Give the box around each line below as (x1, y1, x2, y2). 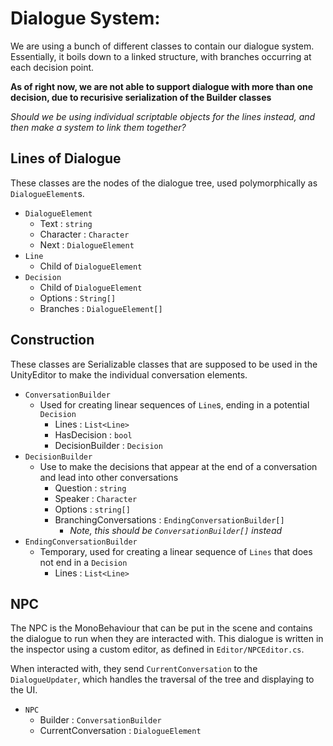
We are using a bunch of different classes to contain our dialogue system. (10, 40, 315, 52)
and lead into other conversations (39, 471, 179, 483)
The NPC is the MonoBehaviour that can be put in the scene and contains (10, 622, 313, 634)
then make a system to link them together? (10, 121, 187, 133)
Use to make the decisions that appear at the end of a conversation (39, 460, 318, 472)
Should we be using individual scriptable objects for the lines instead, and (10, 110, 316, 122)
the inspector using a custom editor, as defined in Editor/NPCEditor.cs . (10, 643, 305, 656)
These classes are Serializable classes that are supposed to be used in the (10, 358, 318, 370)
